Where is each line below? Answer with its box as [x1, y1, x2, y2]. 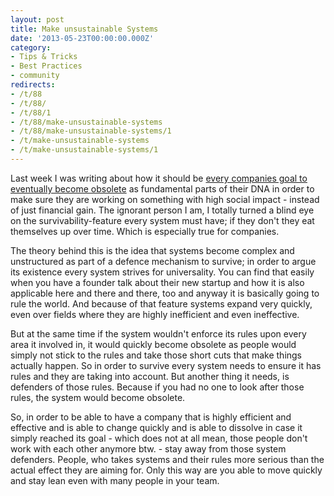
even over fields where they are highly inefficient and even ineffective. [10, 308, 300, 320]
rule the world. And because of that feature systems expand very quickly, [10, 297, 313, 310]
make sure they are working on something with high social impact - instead [10, 193, 320, 205]
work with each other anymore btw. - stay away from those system [10, 442, 287, 455]
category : [10, 42, 52, 53]
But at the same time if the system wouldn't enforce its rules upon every [10, 327, 307, 340]
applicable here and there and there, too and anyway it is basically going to [10, 287, 320, 299]
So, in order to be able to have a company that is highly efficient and [10, 411, 292, 423]
